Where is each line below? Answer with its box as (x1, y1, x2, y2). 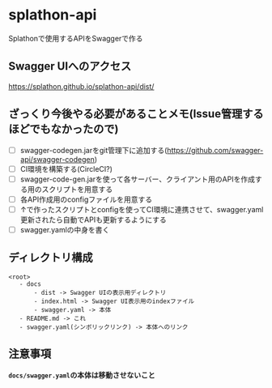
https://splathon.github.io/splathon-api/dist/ (8, 81, 155, 91)
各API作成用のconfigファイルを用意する (19, 194, 152, 204)
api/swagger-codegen (19, 154, 96, 164)
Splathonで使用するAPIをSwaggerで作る (8, 33, 143, 43)
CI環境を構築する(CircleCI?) (19, 164, 113, 173)
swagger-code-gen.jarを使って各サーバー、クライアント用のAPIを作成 (19, 174, 255, 184)
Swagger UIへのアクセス (8, 59, 132, 74)
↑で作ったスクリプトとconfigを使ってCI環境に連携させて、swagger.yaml (19, 204, 264, 214)
